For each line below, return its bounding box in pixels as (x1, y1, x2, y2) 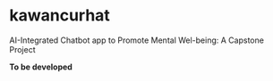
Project (9, 44, 36, 54)
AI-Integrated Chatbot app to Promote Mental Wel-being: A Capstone (9, 35, 264, 45)
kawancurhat (9, 5, 110, 26)
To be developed (9, 61, 73, 72)
